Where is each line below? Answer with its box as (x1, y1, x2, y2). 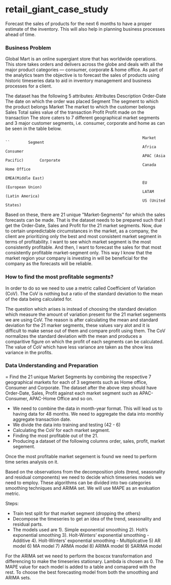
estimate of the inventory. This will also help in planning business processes (5, 26, 165, 32)
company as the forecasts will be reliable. (5, 261, 93, 267)
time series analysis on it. (5, 459, 59, 465)
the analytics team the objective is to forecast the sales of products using (5, 72, 160, 78)
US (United (142, 198, 166, 203)
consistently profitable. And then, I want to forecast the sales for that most (5, 244, 162, 250)
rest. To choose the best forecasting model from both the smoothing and (5, 569, 158, 575)
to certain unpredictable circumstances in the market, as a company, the (5, 228, 158, 234)
